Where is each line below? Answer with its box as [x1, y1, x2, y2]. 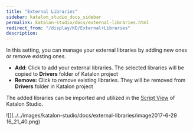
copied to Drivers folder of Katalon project [14, 70, 119, 78]
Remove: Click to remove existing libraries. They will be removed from [14, 77, 186, 84]
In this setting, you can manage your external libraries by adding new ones [6, 46, 188, 53]
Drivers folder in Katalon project [14, 83, 93, 90]
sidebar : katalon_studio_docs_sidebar [6, 14, 102, 20]
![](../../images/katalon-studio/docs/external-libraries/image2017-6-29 [6, 112, 177, 119]
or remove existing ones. [6, 53, 67, 60]
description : [6, 31, 38, 36]
